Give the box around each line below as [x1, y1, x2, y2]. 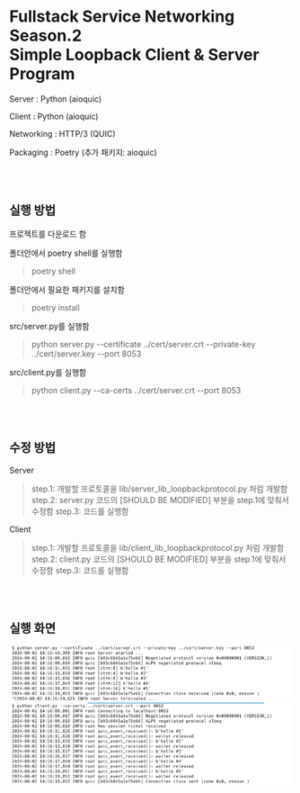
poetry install [31, 302, 81, 312]
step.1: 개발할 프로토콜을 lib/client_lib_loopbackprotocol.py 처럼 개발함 [31, 542, 285, 553]
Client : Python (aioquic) [9, 111, 99, 122]
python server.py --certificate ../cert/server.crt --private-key [31, 338, 256, 349]
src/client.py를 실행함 [9, 366, 87, 377]
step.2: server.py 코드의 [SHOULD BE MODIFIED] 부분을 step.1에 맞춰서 [31, 494, 289, 505]
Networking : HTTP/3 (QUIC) [9, 128, 116, 139]
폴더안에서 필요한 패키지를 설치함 [9, 284, 126, 294]
